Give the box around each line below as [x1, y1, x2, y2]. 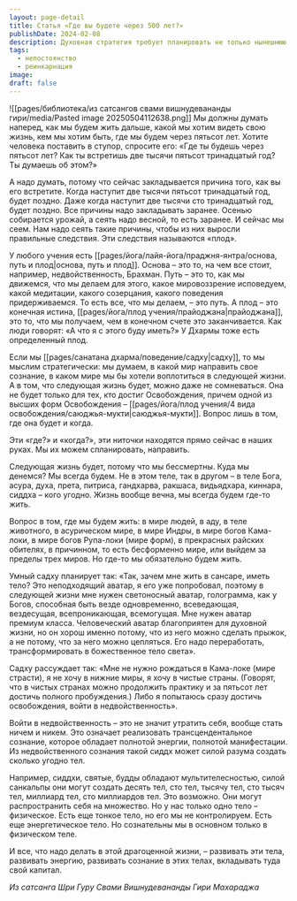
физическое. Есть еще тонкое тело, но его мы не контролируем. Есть [9, 810, 272, 821]
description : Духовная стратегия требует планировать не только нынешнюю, [9, 37, 291, 47]
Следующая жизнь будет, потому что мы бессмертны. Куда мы [9, 461, 250, 471]
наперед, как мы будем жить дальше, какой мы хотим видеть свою [9, 121, 267, 133]
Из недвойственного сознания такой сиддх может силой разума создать [9, 745, 287, 756]
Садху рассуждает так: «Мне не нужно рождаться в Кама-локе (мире [9, 662, 276, 673]
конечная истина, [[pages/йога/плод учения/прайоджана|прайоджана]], [9, 306, 284, 317]
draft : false [9, 79, 57, 88]
